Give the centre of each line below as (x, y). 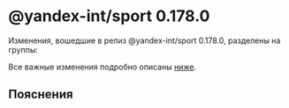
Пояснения (41, 94)
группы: (23, 49)
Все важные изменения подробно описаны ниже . (102, 67)
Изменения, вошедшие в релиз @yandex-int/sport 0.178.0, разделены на (144, 40)
